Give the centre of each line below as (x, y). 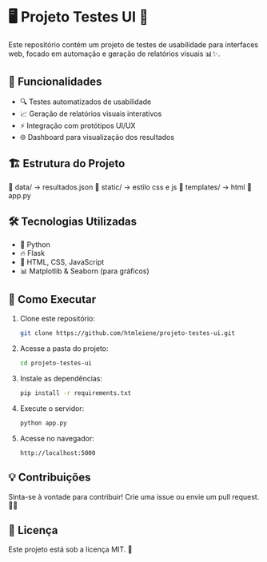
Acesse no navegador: (57, 438)
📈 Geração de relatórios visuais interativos (91, 114)
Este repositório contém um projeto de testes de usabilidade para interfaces (133, 44)
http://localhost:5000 (58, 453)
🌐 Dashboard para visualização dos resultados (97, 137)
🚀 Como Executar (52, 299)
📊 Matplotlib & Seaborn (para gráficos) (84, 271)
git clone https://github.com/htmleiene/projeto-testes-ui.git (128, 333)
